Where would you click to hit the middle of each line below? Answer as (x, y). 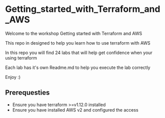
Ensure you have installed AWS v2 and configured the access (75, 110)
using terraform (21, 58)
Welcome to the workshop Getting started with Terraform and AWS (74, 33)
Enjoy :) (13, 77)
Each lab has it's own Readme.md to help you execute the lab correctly (78, 67)
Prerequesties (27, 93)
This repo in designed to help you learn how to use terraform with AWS (78, 43)
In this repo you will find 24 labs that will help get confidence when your (79, 53)
